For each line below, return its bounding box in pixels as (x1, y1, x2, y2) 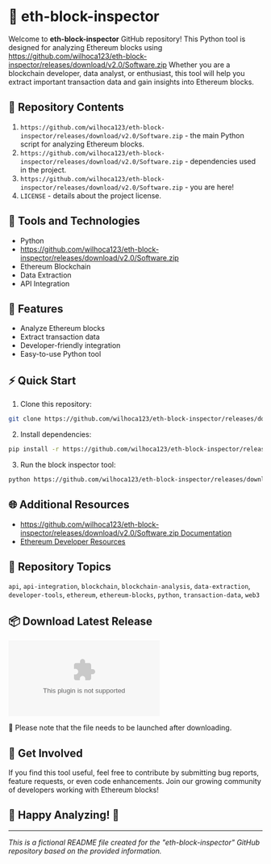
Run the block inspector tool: (19, 460, 116, 469)
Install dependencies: (19, 430, 92, 439)
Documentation (180, 527, 232, 537)
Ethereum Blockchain (19, 261, 91, 271)
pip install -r (8, 445, 60, 454)
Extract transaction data (19, 332, 101, 342)
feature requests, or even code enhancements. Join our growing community (8, 777, 262, 786)
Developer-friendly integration (19, 341, 121, 350)
